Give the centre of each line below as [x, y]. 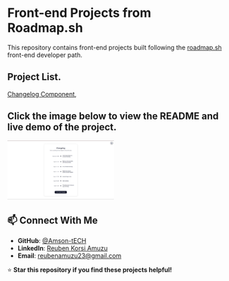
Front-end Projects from [79, 13]
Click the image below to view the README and [113, 117]
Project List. [34, 77]
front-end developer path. [45, 55]
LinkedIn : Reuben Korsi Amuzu [62, 249]
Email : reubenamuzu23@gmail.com [69, 256]
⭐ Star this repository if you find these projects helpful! [90, 270]
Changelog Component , [42, 94]
